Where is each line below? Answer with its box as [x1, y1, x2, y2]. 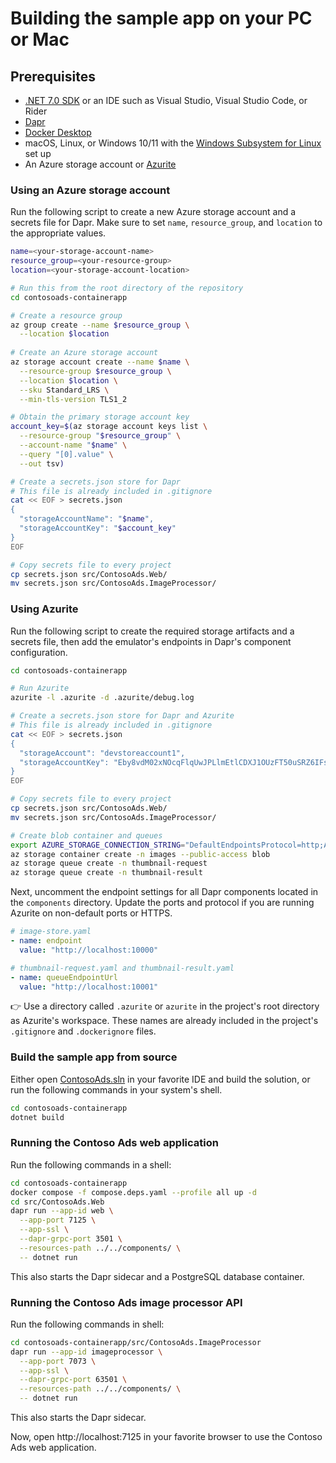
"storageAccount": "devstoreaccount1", [19, 748, 186, 758]
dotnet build [10, 1112, 65, 1122]
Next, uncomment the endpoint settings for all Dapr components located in [10, 886, 319, 898]
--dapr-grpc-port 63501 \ [19, 1375, 128, 1385]
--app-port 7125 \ [19, 1215, 97, 1226]
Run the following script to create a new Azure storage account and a [10, 206, 297, 218]
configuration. [10, 646, 68, 658]
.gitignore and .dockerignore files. [10, 1025, 157, 1037]
